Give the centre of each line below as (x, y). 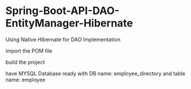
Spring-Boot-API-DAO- (62, 11)
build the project (25, 62)
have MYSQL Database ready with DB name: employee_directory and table (95, 73)
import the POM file (29, 50)
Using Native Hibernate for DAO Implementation (63, 39)
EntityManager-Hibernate (69, 23)
